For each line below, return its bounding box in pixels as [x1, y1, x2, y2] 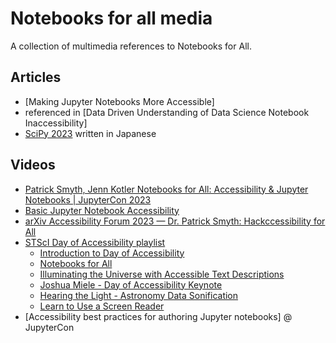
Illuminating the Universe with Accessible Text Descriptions [39, 268, 285, 280]
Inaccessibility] [24, 117, 88, 129]
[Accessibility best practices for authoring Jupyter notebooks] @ [24, 310, 293, 322]
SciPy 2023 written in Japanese [24, 127, 157, 139]
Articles [10, 69, 62, 86]
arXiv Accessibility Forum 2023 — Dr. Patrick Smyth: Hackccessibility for [24, 215, 326, 227]
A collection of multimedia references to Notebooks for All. [10, 40, 252, 52]
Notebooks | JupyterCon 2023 [24, 193, 152, 206]
